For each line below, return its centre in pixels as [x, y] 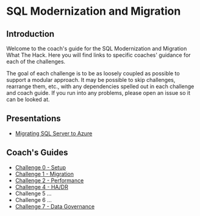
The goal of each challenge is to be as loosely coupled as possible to [93, 73]
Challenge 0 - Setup [40, 167]
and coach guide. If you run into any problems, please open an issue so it [98, 93]
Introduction [30, 34]
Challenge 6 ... [33, 199]
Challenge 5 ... [33, 193]
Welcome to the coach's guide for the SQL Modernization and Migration [97, 48]
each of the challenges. [36, 61]
